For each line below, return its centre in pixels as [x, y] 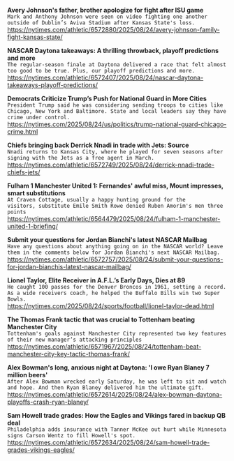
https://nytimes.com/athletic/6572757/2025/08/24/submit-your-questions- [115, 259]
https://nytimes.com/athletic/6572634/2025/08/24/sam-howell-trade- [109, 443]
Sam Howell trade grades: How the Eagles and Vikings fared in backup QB [116, 415]
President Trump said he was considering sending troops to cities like [115, 105]
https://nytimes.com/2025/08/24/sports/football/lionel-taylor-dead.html [111, 306]
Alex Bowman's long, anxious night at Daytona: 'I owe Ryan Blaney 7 [108, 368]
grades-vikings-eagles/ [41, 450]
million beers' [28, 375]
